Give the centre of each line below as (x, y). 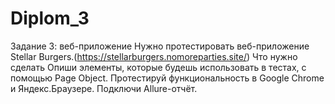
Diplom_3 (50, 18)
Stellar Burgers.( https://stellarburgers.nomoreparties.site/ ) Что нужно (154, 56)
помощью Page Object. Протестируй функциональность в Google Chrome (167, 78)
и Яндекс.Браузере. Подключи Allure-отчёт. (104, 88)
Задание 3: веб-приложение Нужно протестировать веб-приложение (160, 46)
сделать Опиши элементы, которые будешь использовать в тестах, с (158, 67)
